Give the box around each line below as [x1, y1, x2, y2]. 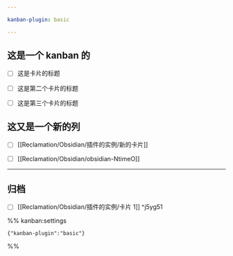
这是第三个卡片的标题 [17, 98, 78, 107]
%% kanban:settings [7, 217, 67, 225]
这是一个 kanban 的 [7, 50, 91, 62]
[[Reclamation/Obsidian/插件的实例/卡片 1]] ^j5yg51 [17, 203, 163, 211]
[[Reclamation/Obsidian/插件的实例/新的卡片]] [17, 140, 148, 149]
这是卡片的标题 [17, 69, 60, 77]
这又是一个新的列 [7, 121, 80, 133]
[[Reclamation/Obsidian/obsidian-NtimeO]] [17, 154, 140, 163]
